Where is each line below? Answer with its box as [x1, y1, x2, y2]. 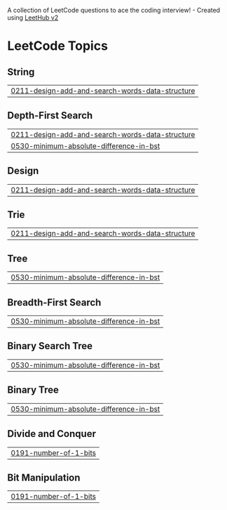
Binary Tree [7, 384, 60, 396]
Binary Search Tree [7, 340, 93, 352]
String [7, 66, 35, 78]
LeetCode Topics [7, 38, 109, 54]
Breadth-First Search [7, 296, 102, 308]
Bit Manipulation [7, 471, 81, 483]
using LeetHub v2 [7, 13, 59, 22]
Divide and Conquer [7, 428, 97, 440]
